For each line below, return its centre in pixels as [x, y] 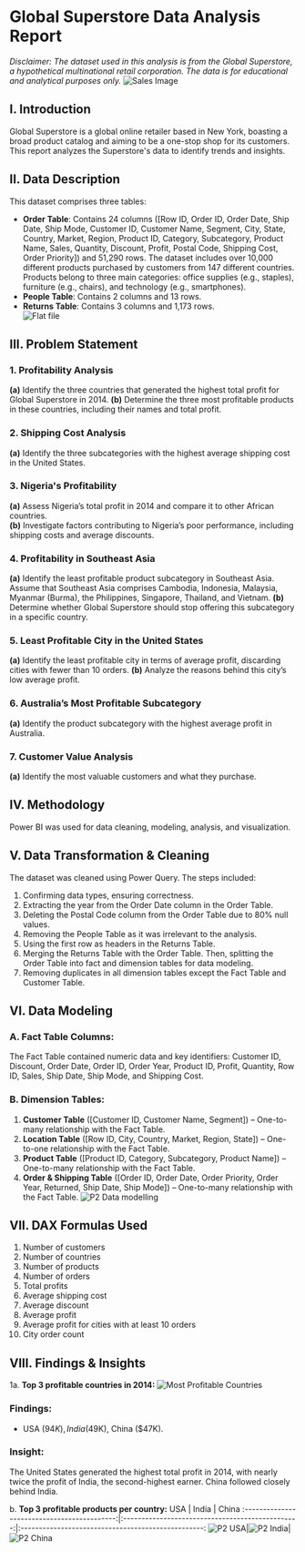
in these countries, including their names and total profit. [116, 409]
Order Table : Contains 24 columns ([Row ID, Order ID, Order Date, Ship [156, 219]
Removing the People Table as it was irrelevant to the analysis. [140, 934]
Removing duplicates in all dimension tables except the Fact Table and [154, 973]
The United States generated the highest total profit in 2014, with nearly [143, 1472]
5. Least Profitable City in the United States [107, 641]
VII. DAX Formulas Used [79, 1225]
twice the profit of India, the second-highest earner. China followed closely [150, 1481]
